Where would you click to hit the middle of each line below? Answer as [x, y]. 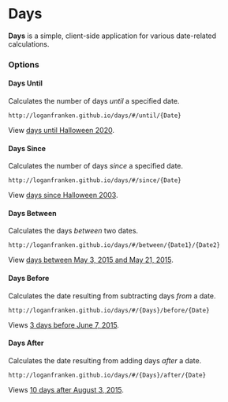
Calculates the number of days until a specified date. [94, 101]
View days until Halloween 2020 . [61, 131]
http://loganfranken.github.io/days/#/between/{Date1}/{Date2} [114, 245]
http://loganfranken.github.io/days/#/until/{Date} [95, 116]
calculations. [29, 44]
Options [24, 64]
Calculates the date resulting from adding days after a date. [105, 360]
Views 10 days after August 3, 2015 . [66, 389]
